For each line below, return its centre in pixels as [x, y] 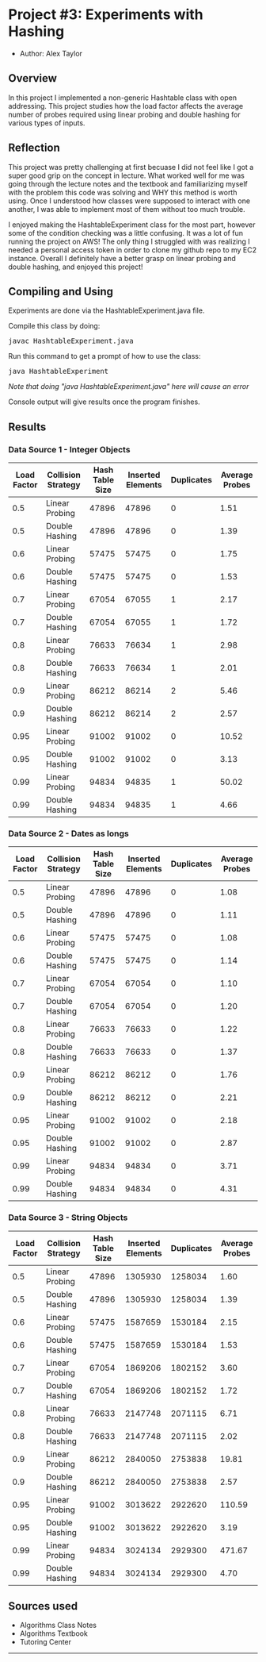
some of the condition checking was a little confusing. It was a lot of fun [126, 233]
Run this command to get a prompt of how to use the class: [104, 356]
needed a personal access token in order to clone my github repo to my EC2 [133, 250]
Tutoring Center [46, 1642]
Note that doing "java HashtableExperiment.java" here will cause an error [129, 387]
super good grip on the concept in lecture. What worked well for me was [127, 175]
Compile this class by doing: [54, 326]
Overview [33, 78]
